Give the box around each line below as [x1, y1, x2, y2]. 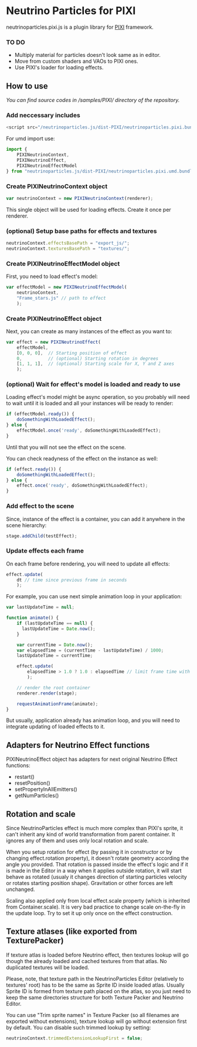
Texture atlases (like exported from [6, 927, 137, 937]
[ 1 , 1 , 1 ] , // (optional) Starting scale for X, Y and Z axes [16, 361, 175, 367]
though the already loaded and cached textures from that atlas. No [6, 957, 167, 964]
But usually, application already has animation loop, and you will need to [6, 717, 180, 724]
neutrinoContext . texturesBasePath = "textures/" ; [6, 245, 130, 252]
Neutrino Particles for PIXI [6, 4, 136, 18]
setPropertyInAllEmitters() [14, 786, 77, 793]
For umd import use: [6, 135, 55, 142]
